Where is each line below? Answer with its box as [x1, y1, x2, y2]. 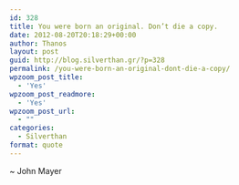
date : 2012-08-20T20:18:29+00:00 [9, 30, 137, 39]
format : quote [9, 140, 64, 149]
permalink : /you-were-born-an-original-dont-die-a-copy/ [9, 65, 231, 74]
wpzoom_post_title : [9, 73, 84, 82]
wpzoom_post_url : [9, 107, 76, 116]
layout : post [9, 47, 59, 57]
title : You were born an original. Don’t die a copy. [9, 22, 219, 31]
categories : [9, 124, 55, 133]
